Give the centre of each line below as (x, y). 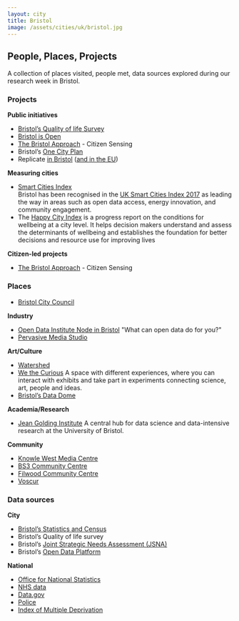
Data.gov (31, 595)
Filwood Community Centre (58, 473)
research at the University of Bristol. (71, 430)
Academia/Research (39, 409)
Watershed (34, 364)
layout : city (27, 14)
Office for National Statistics (59, 580)
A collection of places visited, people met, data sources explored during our (119, 74)
